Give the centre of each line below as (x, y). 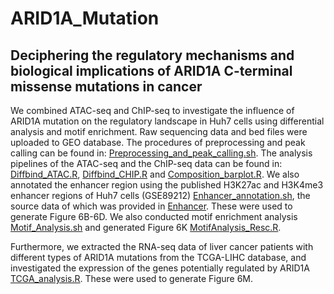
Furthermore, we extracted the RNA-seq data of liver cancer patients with (162, 246)
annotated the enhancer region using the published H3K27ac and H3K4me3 (167, 185)
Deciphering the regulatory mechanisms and (152, 55)
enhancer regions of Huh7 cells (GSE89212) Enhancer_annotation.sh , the (160, 195)
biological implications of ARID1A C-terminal (151, 70)
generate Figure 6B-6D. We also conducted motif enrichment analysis (154, 216)
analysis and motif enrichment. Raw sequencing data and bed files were (159, 131)
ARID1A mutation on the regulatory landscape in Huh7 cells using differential (167, 121)
